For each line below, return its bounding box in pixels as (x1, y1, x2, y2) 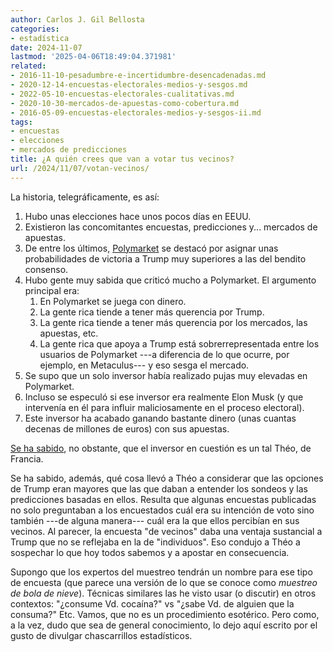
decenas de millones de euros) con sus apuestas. (24, 422, 230, 435)
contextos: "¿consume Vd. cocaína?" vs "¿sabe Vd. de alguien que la (10, 597, 295, 610)
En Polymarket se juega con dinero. (39, 295, 187, 307)
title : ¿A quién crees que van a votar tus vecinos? (10, 154, 235, 164)
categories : (10, 24, 60, 34)
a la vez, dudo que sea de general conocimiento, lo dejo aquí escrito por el (10, 619, 318, 631)
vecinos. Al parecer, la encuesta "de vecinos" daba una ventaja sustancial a (10, 525, 323, 537)
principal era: (24, 284, 80, 296)
